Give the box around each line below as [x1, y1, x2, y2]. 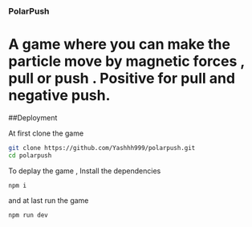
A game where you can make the [8, 35, 231, 54]
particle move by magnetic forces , [8, 52, 245, 71]
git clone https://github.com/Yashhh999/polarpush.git [8, 144, 196, 152]
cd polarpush [8, 151, 52, 160]
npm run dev [8, 211, 48, 220]
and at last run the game [8, 196, 89, 205]
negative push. [8, 87, 111, 105]
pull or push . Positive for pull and [8, 70, 235, 87]
